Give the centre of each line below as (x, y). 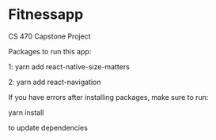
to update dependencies (48, 127)
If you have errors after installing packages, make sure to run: (108, 97)
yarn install (26, 112)
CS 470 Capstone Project (49, 36)
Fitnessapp (46, 15)
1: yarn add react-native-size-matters (69, 66)
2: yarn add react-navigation (55, 82)
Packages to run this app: (50, 51)
